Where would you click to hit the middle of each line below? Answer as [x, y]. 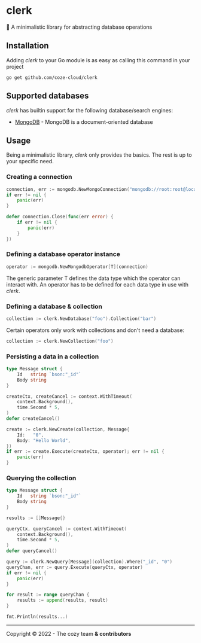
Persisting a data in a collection [53, 356]
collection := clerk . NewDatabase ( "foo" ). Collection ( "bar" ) [81, 319]
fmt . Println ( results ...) [37, 617]
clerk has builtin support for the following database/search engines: [90, 110]
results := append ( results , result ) [63, 601]
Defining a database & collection [54, 306]
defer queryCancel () [32, 551]
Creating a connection [39, 177]
